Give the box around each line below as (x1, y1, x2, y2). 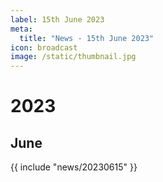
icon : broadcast (10, 42, 78, 53)
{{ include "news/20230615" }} (10, 161, 138, 173)
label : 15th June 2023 (10, 14, 105, 25)
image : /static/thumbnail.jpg (10, 52, 137, 62)
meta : (10, 24, 33, 34)
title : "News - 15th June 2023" (19, 33, 155, 43)
